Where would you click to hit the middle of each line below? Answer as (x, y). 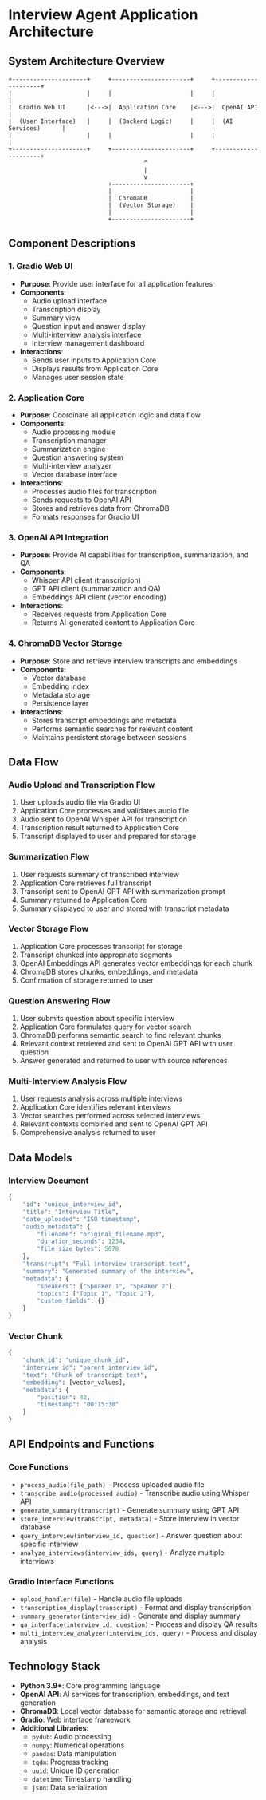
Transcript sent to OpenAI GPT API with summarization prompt (122, 891)
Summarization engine (68, 449)
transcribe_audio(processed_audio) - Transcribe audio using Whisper (135, 1493)
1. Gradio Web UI (41, 267)
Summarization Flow (49, 857)
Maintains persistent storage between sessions (109, 737)
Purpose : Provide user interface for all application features (116, 283)
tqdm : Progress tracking (70, 1762)
